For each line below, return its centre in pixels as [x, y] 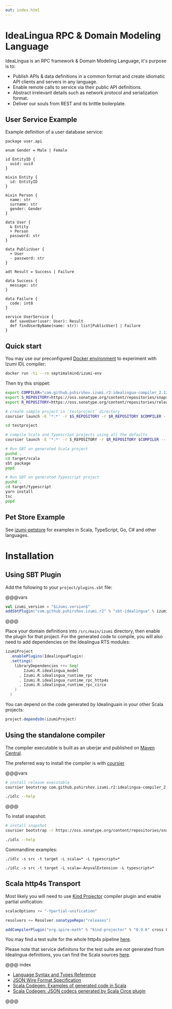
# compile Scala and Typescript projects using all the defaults [76, 435]
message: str [24, 285]
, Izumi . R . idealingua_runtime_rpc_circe [62, 685]
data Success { [21, 281]
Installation [30, 556]
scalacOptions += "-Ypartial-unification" [51, 911]
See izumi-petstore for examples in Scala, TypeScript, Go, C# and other [81, 530]
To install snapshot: [26, 816]
